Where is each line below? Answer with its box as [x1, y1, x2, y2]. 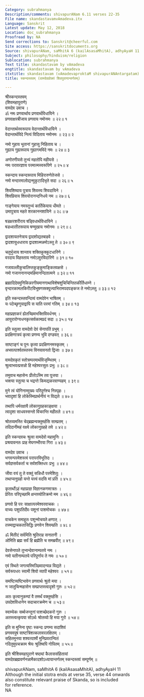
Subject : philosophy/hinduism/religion [5, 53, 87, 58]
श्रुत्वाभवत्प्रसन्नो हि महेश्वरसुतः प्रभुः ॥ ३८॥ [5, 362, 68, 368]
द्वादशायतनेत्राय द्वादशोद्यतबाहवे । [5, 234, 55, 240]
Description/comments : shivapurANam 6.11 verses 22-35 [5, 12, 120, 17]
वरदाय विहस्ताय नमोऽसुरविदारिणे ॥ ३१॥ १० [5, 254, 74, 260]
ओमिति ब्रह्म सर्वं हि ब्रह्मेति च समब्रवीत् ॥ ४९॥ [5, 537, 74, 543]
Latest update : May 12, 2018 [5, 26, 65, 31]
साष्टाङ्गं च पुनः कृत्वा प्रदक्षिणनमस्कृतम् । [5, 341, 69, 348]
